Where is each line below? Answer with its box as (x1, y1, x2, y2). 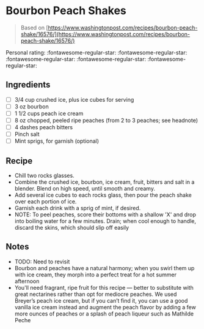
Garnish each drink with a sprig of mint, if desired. (14, 205, 141, 211)
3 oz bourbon (14, 102, 49, 110)
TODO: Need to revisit (14, 258, 70, 265)
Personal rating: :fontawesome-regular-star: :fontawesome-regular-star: (5, 48, 188, 56)
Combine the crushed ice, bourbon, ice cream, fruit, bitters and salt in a (14, 178, 195, 186)
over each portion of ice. (14, 198, 77, 205)
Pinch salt (14, 130, 40, 138)
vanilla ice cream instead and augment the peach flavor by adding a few (14, 303, 196, 311)
